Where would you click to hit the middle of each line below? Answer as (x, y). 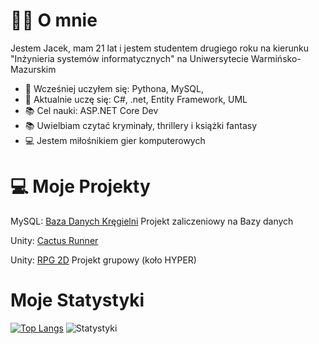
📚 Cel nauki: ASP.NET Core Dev (91, 110)
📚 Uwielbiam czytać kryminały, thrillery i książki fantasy (141, 125)
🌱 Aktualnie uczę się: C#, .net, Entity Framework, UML (136, 99)
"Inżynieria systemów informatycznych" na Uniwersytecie (129, 58)
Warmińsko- (276, 58)
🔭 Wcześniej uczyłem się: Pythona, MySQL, (114, 88)
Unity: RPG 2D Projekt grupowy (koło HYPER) (103, 260)
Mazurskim (33, 69)
